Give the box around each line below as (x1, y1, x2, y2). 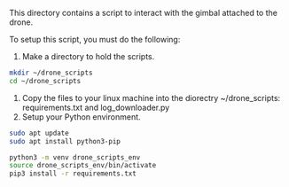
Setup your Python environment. (21, 111, 141, 122)
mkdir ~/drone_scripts (9, 68, 93, 77)
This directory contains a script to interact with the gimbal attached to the (9, 8, 277, 18)
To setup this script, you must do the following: (9, 35, 181, 44)
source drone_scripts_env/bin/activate (9, 161, 157, 170)
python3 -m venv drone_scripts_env (9, 152, 141, 162)
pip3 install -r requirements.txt (9, 169, 137, 178)
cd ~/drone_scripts (9, 76, 82, 85)
